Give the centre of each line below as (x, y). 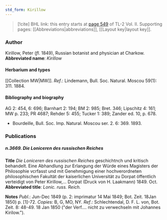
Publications (21, 136)
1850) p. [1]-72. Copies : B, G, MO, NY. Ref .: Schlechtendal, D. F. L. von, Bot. (82, 202)
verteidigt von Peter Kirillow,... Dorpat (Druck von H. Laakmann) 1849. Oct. (82, 182)
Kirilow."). (15, 213)
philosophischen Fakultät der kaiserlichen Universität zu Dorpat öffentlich (81, 177)
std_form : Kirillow (25, 10)
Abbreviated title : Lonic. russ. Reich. (43, 187)
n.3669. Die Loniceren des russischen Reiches (54, 148)
